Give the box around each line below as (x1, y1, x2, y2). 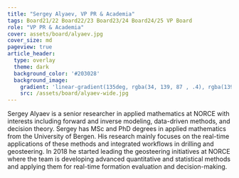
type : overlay (14, 57, 55, 64)
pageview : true (7, 43, 53, 51)
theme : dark (14, 63, 50, 70)
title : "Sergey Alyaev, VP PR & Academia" (7, 10, 135, 18)
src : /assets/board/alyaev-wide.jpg (20, 90, 129, 97)
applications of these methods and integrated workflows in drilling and (7, 140, 215, 148)
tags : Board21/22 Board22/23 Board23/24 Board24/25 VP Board (7, 17, 193, 24)
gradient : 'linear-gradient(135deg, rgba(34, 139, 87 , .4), (20, 83, 205, 90)
